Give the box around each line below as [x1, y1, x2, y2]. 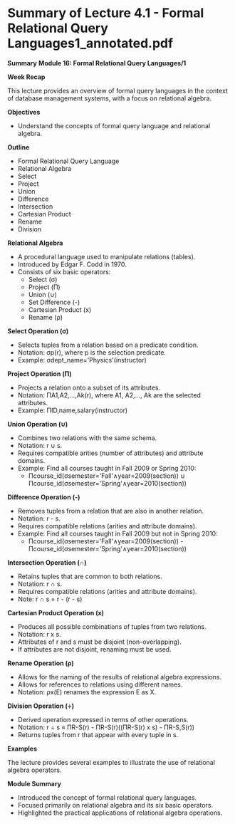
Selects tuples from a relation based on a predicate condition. [17, 340, 199, 349]
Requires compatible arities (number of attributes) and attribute [17, 449, 204, 457]
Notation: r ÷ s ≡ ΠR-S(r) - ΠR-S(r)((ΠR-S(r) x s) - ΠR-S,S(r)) [17, 723, 194, 731]
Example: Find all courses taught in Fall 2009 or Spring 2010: [17, 464, 197, 472]
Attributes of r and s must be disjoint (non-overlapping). [17, 637, 182, 646]
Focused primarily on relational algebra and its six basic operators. [17, 800, 214, 809]
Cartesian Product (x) [28, 305, 92, 314]
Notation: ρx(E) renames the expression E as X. [17, 687, 157, 696]
